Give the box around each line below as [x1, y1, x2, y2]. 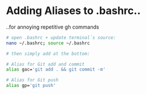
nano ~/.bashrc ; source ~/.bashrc [6, 40, 91, 46]
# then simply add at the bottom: [6, 51, 91, 57]
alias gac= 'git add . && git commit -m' [6, 67, 106, 72]
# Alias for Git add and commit [6, 61, 85, 67]
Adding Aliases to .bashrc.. [6, 4, 141, 18]
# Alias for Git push [6, 77, 59, 83]
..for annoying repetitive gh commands [6, 23, 99, 30]
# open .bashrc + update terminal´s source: [6, 34, 116, 40]
